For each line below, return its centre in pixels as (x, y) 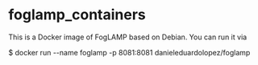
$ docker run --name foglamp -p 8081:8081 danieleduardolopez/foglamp (129, 52)
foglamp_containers (77, 15)
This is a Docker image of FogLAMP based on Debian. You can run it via (128, 37)
